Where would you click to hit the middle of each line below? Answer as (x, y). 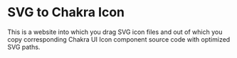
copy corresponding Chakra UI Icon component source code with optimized (119, 39)
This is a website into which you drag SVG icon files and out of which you (115, 32)
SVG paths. (24, 47)
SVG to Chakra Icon (66, 12)
